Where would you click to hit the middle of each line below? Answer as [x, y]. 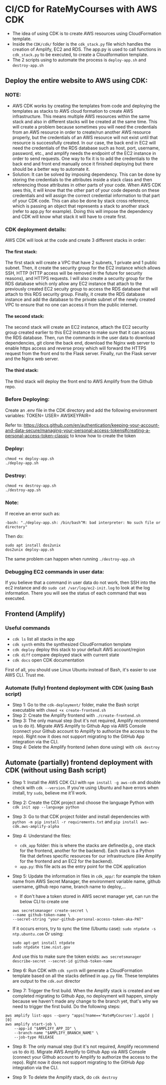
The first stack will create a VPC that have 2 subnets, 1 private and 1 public [81, 263]
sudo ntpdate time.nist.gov [41, 947]
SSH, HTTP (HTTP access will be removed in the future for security [74, 273]
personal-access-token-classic [37, 435]
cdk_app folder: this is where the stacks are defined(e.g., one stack [87, 845]
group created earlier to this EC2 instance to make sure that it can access [80, 332]
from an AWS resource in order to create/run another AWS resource [82, 132]
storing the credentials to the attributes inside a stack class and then [82, 179]
